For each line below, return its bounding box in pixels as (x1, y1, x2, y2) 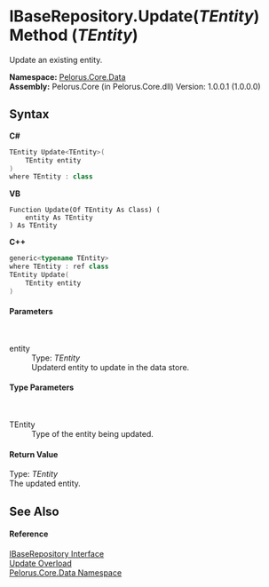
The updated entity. (9, 478, 82, 489)
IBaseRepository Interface (9, 548, 105, 559)
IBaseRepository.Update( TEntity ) (9, 6, 260, 27)
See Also (9, 504, 59, 519)
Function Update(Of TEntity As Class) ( (9, 206, 162, 215)
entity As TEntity (25, 213, 93, 223)
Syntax (9, 107, 50, 122)
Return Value (9, 448, 59, 459)
